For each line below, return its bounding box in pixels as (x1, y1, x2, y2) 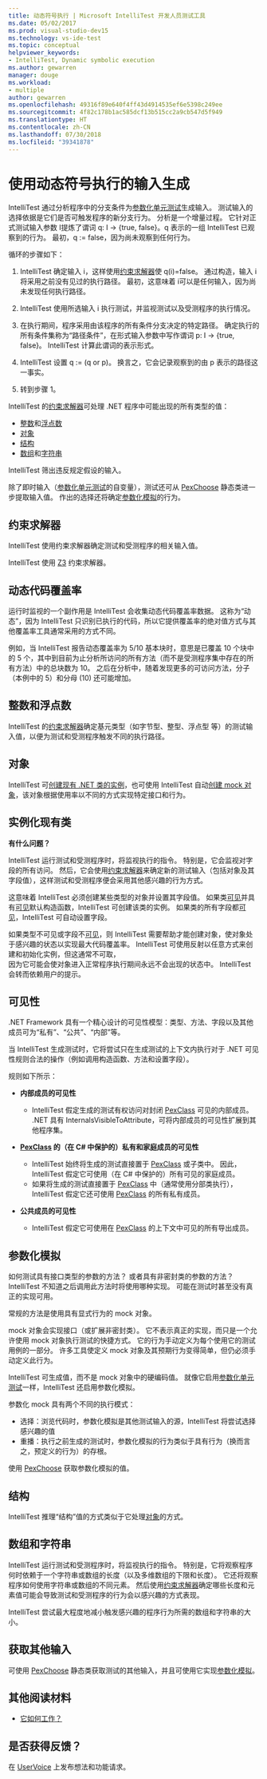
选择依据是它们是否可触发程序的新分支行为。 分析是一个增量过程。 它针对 (8, 213, 249, 222)
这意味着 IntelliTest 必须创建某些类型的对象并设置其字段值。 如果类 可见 (8, 892, 241, 901)
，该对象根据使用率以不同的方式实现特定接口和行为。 (15, 790, 190, 799)
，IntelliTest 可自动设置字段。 (15, 912, 112, 921)
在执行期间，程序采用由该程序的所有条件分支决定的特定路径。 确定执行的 (19, 320, 260, 330)
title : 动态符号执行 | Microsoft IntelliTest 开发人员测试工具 (8, 11, 206, 20)
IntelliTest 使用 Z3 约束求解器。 (8, 558, 111, 567)
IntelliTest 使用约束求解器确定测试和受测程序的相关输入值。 (8, 541, 202, 551)
